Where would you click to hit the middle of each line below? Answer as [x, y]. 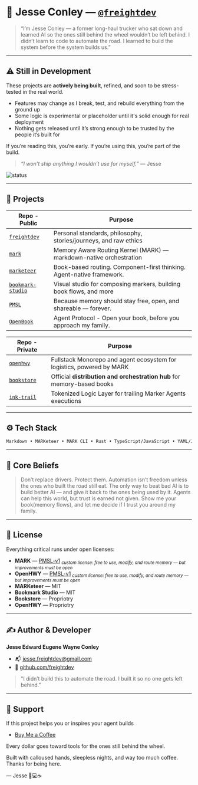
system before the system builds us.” [65, 47]
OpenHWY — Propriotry [44, 605]
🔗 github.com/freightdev [44, 667]
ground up [27, 109]
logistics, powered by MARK [90, 367]
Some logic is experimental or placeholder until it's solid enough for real [102, 116]
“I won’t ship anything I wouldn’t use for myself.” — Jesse [91, 163]
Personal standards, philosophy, [98, 233]
